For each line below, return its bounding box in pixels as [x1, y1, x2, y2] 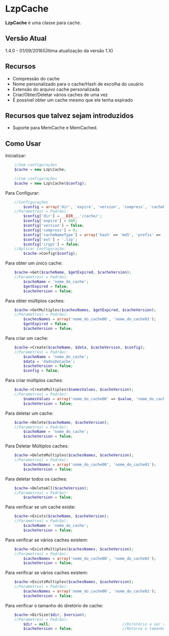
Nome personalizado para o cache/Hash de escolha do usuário [12, 81, 144, 87]
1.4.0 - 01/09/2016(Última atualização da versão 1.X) [5, 47, 113, 53]
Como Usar [5, 139, 41, 148]
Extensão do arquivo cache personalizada [12, 86, 100, 92]
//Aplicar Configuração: [14, 246, 66, 251]
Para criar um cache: [5, 335, 49, 341]
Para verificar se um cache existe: [5, 504, 76, 510]
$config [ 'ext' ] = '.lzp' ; [23, 237, 78, 242]
